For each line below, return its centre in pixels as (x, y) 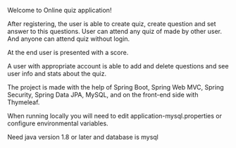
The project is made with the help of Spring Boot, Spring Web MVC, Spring (116, 87)
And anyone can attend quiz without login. (69, 39)
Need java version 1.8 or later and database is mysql (83, 137)
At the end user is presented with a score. (68, 53)
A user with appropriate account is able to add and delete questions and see (118, 66)
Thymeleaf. (24, 102)
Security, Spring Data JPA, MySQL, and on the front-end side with (103, 95)
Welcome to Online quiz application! (60, 10)
